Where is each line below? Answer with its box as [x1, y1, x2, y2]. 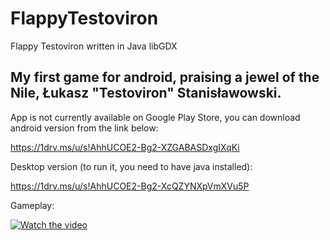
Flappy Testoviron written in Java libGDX [10, 40, 178, 52]
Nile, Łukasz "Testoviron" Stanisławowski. [10, 85, 282, 102]
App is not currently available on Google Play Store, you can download [10, 111, 301, 123]
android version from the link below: [10, 122, 159, 134]
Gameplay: [10, 199, 55, 211]
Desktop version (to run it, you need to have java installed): [10, 160, 253, 172]
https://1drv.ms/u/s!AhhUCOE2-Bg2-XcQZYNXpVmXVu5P [10, 180, 250, 192]
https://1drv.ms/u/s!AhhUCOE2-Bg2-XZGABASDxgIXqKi [10, 141, 240, 153]
